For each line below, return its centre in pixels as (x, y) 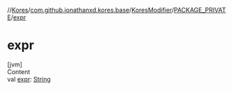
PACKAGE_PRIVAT (200, 10)
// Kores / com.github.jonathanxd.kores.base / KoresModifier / (91, 10)
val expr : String (29, 79)
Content (19, 71)
